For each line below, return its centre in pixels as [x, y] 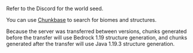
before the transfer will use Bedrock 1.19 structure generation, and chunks [97, 37]
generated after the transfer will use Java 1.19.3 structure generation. [91, 44]
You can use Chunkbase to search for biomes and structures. [81, 20]
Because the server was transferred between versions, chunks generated [96, 31]
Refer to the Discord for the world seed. [55, 9]
